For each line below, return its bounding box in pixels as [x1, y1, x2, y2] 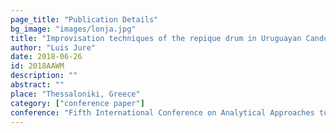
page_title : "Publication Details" [10, 14, 159, 25]
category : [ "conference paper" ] [10, 98, 145, 108]
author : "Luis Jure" [10, 42, 97, 53]
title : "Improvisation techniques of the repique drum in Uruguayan [10, 33, 302, 43]
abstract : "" [10, 80, 65, 90]
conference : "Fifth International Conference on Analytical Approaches [10, 107, 315, 118]
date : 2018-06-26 [10, 52, 83, 62]
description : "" [10, 71, 78, 81]
